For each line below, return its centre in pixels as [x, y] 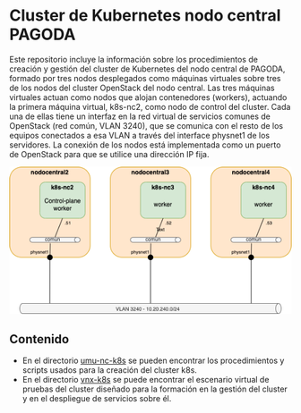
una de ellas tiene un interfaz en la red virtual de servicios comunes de [140, 116]
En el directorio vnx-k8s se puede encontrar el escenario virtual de [146, 379]
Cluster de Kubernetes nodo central [145, 16]
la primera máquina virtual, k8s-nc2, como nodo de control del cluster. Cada [150, 106]
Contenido [39, 339]
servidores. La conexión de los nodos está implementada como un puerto [145, 145]
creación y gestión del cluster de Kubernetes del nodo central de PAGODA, [147, 69]
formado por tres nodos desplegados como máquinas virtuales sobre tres [145, 78]
